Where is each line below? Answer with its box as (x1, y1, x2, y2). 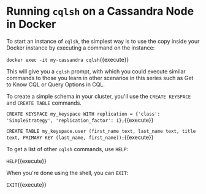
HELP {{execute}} (6, 157, 47, 165)
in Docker (6, 17, 56, 31)
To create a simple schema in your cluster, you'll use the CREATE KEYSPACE (6, 92, 191, 100)
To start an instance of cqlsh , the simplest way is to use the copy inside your (6, 37, 200, 45)
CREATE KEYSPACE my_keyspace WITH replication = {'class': (6, 111, 161, 117)
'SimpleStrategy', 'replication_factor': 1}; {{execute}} (6, 116, 154, 124)
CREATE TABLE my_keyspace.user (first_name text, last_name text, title (6, 128, 196, 134)
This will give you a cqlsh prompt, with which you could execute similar (6, 67, 186, 75)
